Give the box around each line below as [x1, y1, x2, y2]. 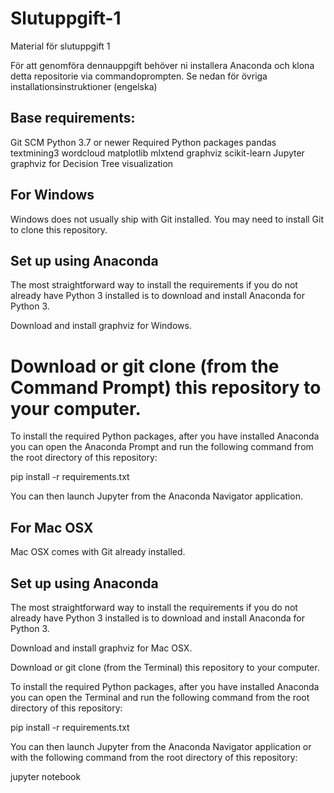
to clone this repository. [10, 223, 108, 236]
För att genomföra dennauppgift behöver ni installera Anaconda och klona [10, 59, 315, 71]
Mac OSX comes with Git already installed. [10, 546, 186, 558]
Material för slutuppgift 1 [10, 40, 111, 52]
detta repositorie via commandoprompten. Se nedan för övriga [10, 70, 268, 82]
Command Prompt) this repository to [10, 376, 322, 399]
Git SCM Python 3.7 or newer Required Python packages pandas [10, 136, 277, 148]
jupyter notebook [10, 770, 82, 782]
